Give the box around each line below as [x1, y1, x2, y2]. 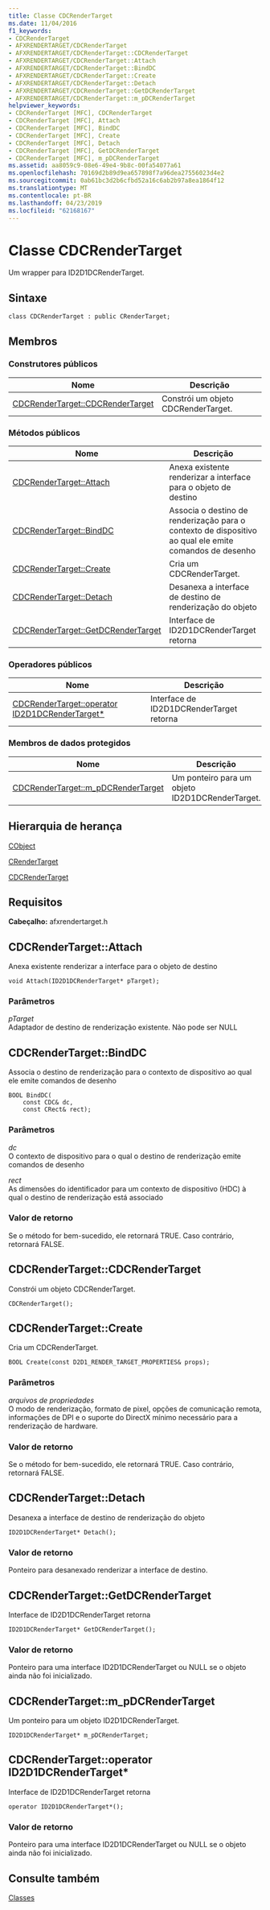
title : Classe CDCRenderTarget [8, 11, 113, 20]
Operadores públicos [8, 659, 92, 670]
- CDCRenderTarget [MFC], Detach [8, 139, 121, 147]
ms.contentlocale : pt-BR [8, 191, 92, 200]
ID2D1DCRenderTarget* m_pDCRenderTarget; [8, 1731, 149, 1740]
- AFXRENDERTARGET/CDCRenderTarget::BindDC [8, 64, 157, 73]
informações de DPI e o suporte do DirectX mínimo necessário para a [8, 1412, 239, 1422]
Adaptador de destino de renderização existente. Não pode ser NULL [8, 1022, 238, 1032]
